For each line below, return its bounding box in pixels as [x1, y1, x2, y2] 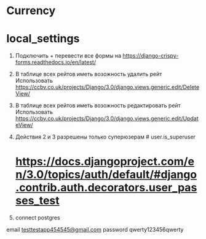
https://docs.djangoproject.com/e [15, 154, 195, 169]
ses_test [15, 194, 60, 208]
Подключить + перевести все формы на [15, 52, 122, 59]
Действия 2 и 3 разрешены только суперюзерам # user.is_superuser [15, 133, 196, 141]
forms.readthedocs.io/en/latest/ [15, 59, 97, 66]
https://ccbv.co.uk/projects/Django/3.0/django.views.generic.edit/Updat [15, 115, 199, 123]
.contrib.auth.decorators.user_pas [15, 181, 197, 195]
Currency [6, 4, 56, 18]
